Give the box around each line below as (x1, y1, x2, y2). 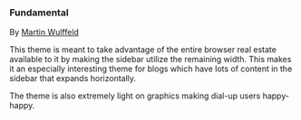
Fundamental (9, 6, 70, 19)
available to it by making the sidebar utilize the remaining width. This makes (9, 54, 292, 65)
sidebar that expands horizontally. (9, 73, 137, 84)
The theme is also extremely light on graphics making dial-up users (9, 90, 261, 101)
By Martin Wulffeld (9, 27, 80, 38)
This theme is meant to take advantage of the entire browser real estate (9, 44, 277, 55)
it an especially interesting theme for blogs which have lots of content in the (9, 63, 293, 74)
